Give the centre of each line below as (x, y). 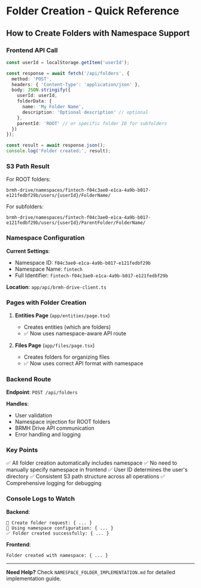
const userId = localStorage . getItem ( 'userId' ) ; (68, 62)
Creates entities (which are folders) (67, 327)
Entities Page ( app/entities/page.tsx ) (63, 315)
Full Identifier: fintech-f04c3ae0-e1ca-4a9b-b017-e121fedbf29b (92, 275)
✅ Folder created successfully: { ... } (58, 533)
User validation (33, 416)
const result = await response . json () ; (56, 146)
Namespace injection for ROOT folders (63, 422)
